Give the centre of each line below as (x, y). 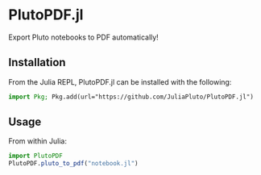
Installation (37, 62)
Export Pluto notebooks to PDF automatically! (83, 37)
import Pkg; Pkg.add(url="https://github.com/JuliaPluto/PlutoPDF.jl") (131, 97)
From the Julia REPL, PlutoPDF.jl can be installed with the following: (120, 81)
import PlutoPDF (35, 156)
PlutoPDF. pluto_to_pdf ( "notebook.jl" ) (73, 164)
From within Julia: (37, 141)
